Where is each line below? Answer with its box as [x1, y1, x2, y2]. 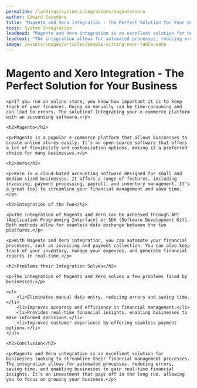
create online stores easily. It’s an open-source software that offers [6, 139, 188, 146]
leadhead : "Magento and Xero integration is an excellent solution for [6, 31, 185, 36]
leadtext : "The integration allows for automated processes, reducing [6, 36, 182, 42]
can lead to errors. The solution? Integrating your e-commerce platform [6, 109, 191, 115]
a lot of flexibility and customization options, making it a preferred [6, 145, 188, 150]
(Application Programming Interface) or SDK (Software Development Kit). [6, 217, 191, 223]
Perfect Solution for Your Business [6, 79, 178, 93]
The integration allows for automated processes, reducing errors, [6, 361, 175, 367]
